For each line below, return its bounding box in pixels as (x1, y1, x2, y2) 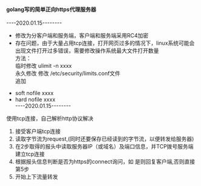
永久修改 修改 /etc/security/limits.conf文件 (15, 70, 121, 77)
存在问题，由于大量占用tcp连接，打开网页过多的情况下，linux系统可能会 (15, 39, 195, 47)
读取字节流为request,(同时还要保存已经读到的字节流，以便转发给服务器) (15, 135, 194, 142)
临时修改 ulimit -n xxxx (15, 62, 72, 70)
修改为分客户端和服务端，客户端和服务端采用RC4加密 (15, 32, 149, 39)
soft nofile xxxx (15, 90, 54, 97)
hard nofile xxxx (15, 96, 56, 103)
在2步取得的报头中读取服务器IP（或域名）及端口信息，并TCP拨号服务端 (15, 143, 194, 150)
